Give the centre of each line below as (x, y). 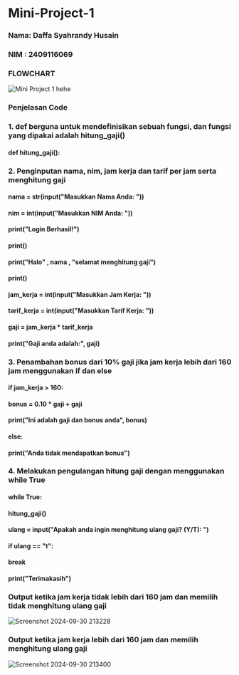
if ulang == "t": (31, 545)
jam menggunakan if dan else (60, 370)
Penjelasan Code (38, 108)
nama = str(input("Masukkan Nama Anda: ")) (76, 197)
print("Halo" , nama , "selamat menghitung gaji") (82, 262)
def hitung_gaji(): (34, 152)
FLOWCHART (32, 73)
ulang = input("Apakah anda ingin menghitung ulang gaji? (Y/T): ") (108, 530)
